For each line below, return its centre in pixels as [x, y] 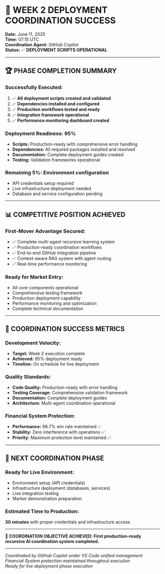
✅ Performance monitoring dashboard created [61, 120]
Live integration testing [35, 493]
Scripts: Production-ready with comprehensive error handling [75, 144]
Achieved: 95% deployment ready [47, 359]
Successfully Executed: [34, 87]
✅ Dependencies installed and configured [56, 103]
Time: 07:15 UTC [22, 39]
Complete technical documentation [48, 309]
